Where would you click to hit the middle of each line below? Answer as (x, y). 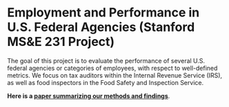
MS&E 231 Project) (61, 42)
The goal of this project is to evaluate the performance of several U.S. (106, 60)
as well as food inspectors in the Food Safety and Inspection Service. (106, 82)
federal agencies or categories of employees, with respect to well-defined (112, 68)
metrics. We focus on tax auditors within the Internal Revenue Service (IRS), (115, 75)
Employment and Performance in (103, 13)
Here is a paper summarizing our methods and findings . (89, 96)
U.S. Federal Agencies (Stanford (101, 27)
